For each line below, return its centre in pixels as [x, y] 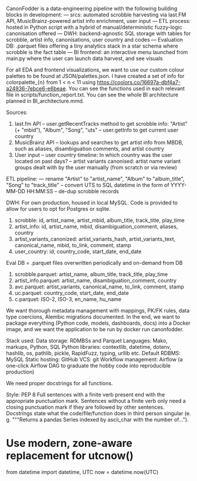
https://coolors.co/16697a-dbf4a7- [138, 82]
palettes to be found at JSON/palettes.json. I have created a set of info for [95, 76]
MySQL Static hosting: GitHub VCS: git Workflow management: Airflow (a [94, 359]
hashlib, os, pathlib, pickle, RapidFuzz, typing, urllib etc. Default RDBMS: [93, 353]
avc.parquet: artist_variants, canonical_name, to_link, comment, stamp [99, 287]
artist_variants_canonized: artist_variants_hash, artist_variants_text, [95, 239]
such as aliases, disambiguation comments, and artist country [89, 149]
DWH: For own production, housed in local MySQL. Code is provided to [92, 203]
